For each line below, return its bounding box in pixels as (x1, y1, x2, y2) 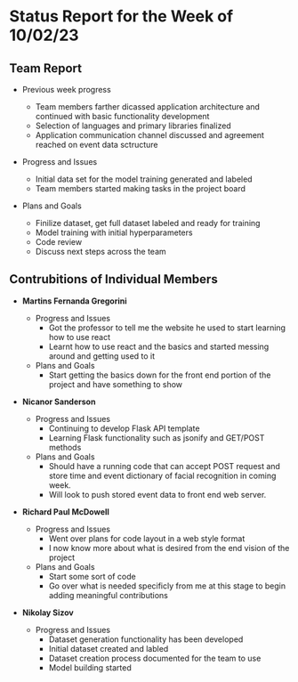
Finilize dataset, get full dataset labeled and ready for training (35, 218, 261, 228)
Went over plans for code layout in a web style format (48, 532, 246, 544)
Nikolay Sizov (21, 607, 74, 618)
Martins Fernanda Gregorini (21, 296, 127, 306)
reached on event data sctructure (35, 140, 158, 150)
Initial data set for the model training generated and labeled (35, 174, 253, 184)
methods (48, 442, 82, 452)
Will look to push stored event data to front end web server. (48, 489, 267, 499)
